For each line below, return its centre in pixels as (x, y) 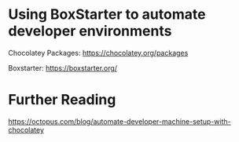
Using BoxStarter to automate (107, 15)
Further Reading (62, 100)
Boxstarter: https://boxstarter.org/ (63, 67)
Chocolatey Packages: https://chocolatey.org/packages (98, 53)
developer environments (90, 31)
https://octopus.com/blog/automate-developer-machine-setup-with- (119, 121)
